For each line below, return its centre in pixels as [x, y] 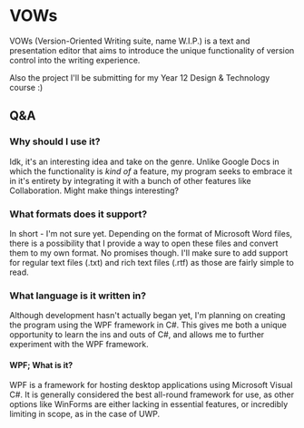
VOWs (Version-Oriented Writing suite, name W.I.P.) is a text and [130, 41]
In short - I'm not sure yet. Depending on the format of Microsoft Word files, [151, 233]
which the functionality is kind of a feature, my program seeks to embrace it [151, 171]
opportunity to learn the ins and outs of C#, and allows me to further [137, 335]
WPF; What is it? [41, 365]
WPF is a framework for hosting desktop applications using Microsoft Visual [151, 385]
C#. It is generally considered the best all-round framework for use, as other [152, 394]
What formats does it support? [78, 214]
